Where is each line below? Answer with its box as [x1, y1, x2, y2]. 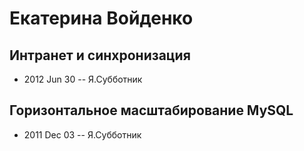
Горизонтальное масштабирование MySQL [9, 102, 294, 119]
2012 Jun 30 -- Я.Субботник [23, 73, 143, 85]
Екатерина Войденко [9, 7, 194, 30]
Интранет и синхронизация [9, 47, 191, 64]
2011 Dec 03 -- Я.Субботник [23, 128, 142, 141]
